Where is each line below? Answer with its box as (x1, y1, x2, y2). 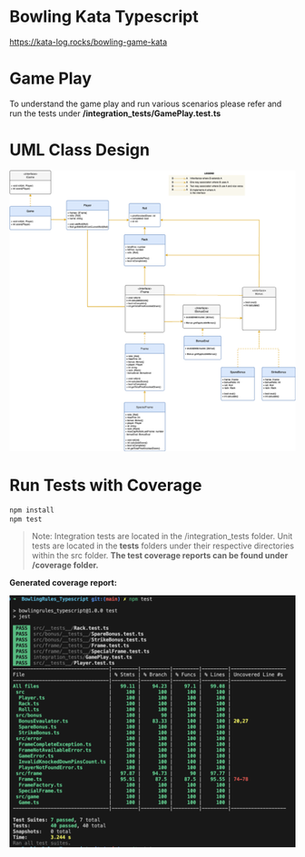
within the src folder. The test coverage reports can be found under (31, 550, 289, 561)
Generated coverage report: (9, 577, 118, 588)
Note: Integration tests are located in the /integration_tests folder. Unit (31, 531, 293, 542)
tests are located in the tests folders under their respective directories (31, 540, 295, 551)
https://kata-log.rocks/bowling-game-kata (9, 36, 168, 47)
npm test (9, 515, 43, 524)
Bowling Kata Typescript (9, 6, 200, 27)
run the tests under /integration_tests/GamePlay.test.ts (9, 107, 221, 119)
